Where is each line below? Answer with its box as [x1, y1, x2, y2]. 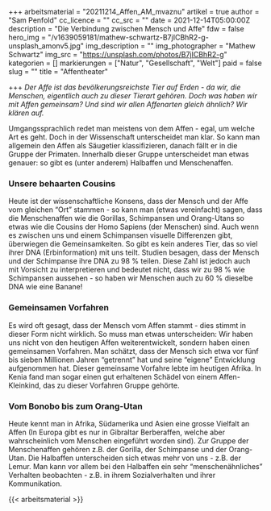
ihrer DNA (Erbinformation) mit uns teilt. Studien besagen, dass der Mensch [8, 247, 260, 257]
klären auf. [8, 108, 44, 118]
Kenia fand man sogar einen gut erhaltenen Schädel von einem [8, 372, 218, 381]
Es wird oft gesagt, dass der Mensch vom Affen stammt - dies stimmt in [8, 320, 247, 330]
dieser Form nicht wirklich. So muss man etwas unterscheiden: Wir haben [8, 329, 253, 339]
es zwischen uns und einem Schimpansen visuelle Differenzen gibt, [8, 231, 233, 240]
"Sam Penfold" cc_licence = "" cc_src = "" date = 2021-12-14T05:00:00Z [8, 15, 251, 25]
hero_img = [8, 32, 47, 42]
